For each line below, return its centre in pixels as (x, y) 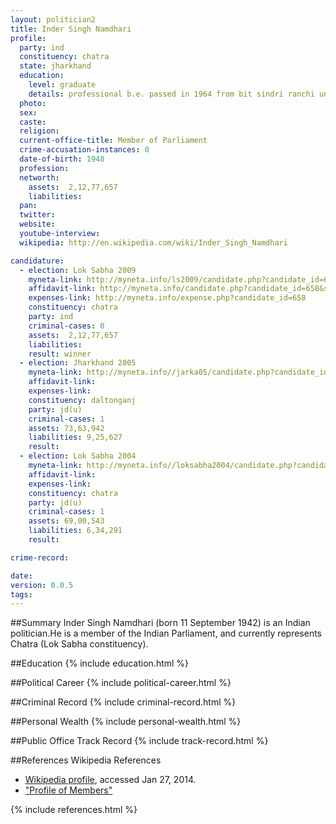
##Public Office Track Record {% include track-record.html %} (139, 741)
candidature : (37, 261)
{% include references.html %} (74, 810)
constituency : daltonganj (82, 400)
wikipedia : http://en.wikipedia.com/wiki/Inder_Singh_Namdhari (153, 242)
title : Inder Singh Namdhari (71, 29)
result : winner (60, 354)
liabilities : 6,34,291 (75, 531)
